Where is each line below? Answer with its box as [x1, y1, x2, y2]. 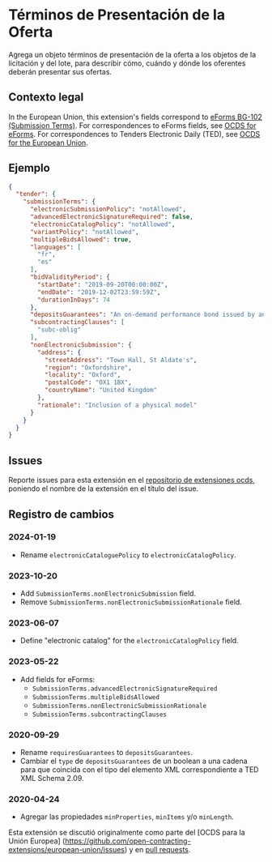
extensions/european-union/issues [8, 845, 125, 855]
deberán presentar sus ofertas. [8, 66, 112, 76]
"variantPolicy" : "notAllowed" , [29, 228, 139, 236]
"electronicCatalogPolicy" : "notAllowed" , [29, 220, 176, 228]
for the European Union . [8, 138, 89, 147]
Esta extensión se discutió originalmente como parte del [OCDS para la [8, 828, 245, 838]
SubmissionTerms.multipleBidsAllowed [32, 693, 160, 702]
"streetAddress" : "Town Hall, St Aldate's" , [44, 356, 198, 364]
